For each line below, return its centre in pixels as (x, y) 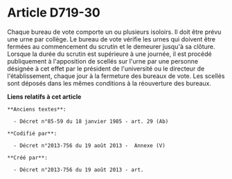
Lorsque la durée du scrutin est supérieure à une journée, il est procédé (110, 54)
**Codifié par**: (32, 133)
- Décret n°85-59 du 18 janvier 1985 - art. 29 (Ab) (91, 121)
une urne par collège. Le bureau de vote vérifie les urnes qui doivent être (111, 39)
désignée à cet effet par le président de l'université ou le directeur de (106, 68)
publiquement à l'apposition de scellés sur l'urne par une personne (103, 61)
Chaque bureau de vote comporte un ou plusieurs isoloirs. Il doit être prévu (114, 32)
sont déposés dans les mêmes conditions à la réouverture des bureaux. (109, 83)
